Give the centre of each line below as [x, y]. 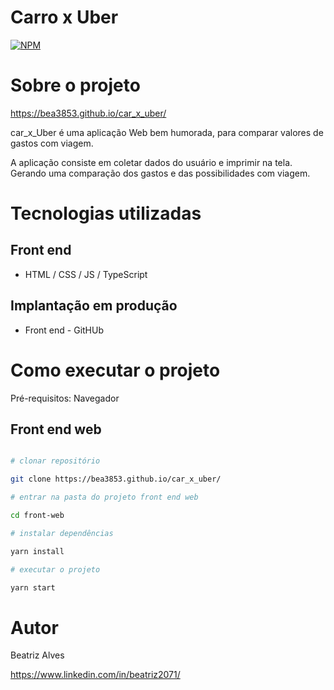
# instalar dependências [62, 533]
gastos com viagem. [52, 143]
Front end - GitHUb [64, 330]
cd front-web [37, 516]
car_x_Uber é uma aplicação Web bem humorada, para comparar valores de [167, 132]
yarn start [33, 587]
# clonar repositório [55, 461]
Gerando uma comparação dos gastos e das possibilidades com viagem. [160, 173]
